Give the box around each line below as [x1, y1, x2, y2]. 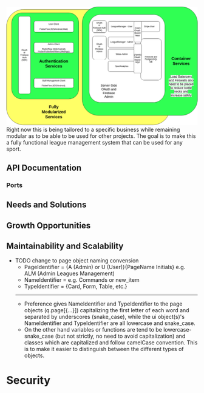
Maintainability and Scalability [6, 241, 124, 251]
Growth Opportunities [6, 220, 91, 231]
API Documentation [6, 162, 82, 173]
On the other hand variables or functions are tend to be [24, 326, 162, 333]
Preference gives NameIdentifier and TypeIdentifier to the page [24, 300, 183, 307]
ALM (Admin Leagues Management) [24, 270, 115, 277]
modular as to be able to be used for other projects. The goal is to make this [6, 132, 196, 140]
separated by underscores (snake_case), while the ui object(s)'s [24, 313, 185, 321]
